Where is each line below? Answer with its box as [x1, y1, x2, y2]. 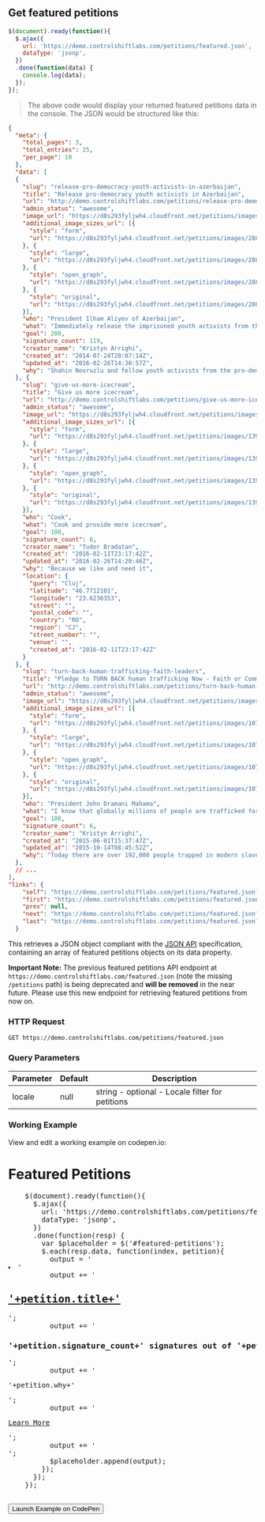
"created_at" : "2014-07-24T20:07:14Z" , [22, 352, 154, 360]
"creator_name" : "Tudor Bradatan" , [22, 543, 140, 551]
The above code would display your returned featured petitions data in [27, 100, 257, 110]
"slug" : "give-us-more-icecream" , [22, 381, 136, 390]
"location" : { [22, 572, 69, 580]
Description [151, 1072, 197, 1083]
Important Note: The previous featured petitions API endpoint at [8, 963, 218, 972]
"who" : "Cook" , [22, 514, 73, 522]
